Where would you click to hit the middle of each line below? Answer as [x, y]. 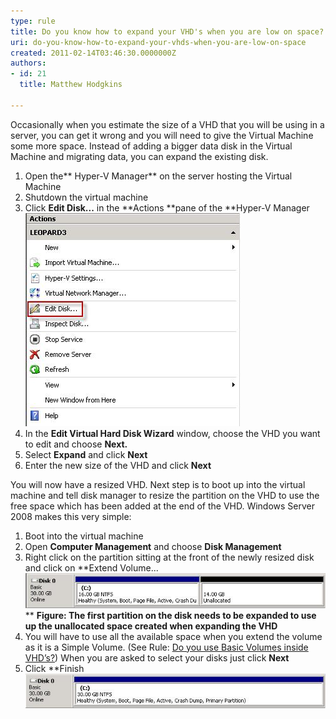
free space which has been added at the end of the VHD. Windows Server [163, 506]
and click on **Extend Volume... [91, 567]
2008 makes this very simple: [71, 516]
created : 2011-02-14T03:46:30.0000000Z [93, 53]
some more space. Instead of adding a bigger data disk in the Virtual [151, 146]
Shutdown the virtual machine [86, 197]
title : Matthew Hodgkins [71, 85]
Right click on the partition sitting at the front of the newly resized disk [169, 557]
